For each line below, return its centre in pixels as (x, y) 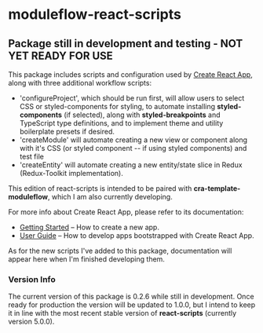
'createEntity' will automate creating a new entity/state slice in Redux (131, 165)
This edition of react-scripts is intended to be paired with (100, 188)
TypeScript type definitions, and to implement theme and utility (121, 123)
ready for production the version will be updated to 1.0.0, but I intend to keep (132, 305)
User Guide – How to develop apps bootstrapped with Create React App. (137, 236)
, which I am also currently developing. (110, 197)
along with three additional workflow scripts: (80, 83)
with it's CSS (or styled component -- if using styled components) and (133, 148)
